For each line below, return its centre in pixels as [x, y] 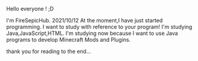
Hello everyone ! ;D [30, 9]
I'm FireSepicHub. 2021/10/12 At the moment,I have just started [85, 20]
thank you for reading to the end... [49, 51]
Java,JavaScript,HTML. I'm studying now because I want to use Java [92, 33]
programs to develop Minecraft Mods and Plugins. [69, 40]
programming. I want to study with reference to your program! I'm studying [99, 27]
